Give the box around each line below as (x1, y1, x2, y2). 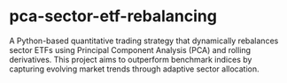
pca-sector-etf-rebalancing (9, 6, 217, 26)
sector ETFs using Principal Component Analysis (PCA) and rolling (9, 44, 251, 55)
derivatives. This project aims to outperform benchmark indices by (9, 54, 252, 64)
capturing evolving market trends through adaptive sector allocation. (9, 64, 260, 74)
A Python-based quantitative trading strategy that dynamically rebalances (9, 35, 279, 46)
